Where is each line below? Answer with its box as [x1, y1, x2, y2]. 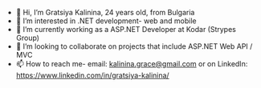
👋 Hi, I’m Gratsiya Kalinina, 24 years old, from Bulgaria [15, 8, 195, 17]
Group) [15, 33, 40, 42]
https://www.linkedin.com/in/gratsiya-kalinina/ [15, 70, 170, 80]
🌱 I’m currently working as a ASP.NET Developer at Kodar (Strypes [15, 25, 237, 34]
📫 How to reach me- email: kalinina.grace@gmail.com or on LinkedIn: [15, 59, 248, 68]
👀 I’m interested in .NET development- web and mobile [15, 16, 197, 26]
